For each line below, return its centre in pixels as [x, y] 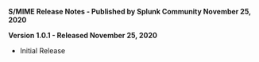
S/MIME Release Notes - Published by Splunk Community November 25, [130, 12]
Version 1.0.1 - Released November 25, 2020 [83, 35]
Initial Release [43, 50]
